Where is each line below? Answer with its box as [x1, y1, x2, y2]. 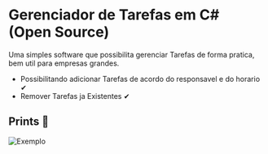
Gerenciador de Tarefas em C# [8, 6, 220, 24]
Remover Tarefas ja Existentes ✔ [20, 91, 130, 101]
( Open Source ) [8, 23, 110, 41]
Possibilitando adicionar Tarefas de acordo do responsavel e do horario [20, 74, 261, 83]
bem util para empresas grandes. [8, 58, 120, 68]
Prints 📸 [8, 115, 50, 129]
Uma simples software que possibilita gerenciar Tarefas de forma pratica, [8, 49, 255, 59]
